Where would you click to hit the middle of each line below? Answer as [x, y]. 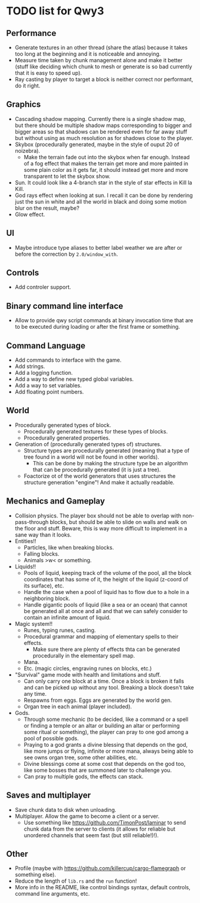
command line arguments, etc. [52, 894]
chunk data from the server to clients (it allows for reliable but [99, 829]
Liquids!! [25, 566]
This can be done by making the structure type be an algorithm [110, 463]
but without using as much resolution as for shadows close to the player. [104, 138]
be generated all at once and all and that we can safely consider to [106, 611]
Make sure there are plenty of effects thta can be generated [106, 649]
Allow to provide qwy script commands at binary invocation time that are [104, 320]
